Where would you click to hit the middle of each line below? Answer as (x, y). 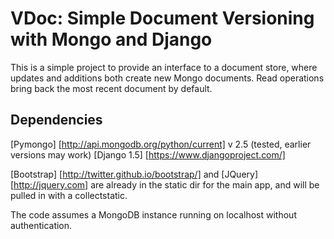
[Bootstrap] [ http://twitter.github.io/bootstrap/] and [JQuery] (134, 174)
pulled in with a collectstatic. (69, 195)
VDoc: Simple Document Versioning (162, 18)
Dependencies (56, 120)
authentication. (41, 225)
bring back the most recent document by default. (111, 88)
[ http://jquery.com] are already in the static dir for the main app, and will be (165, 184)
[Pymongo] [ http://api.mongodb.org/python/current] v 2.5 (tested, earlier (161, 144)
